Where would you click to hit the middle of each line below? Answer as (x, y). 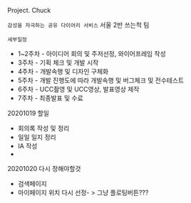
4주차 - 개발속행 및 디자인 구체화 (63, 71)
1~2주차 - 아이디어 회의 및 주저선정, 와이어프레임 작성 (92, 54)
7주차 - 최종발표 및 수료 (50, 98)
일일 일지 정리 (37, 137)
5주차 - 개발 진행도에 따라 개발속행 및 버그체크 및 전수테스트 (100, 80)
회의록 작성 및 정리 (43, 128)
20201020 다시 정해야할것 (44, 169)
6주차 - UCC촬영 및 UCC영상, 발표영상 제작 (78, 89)
